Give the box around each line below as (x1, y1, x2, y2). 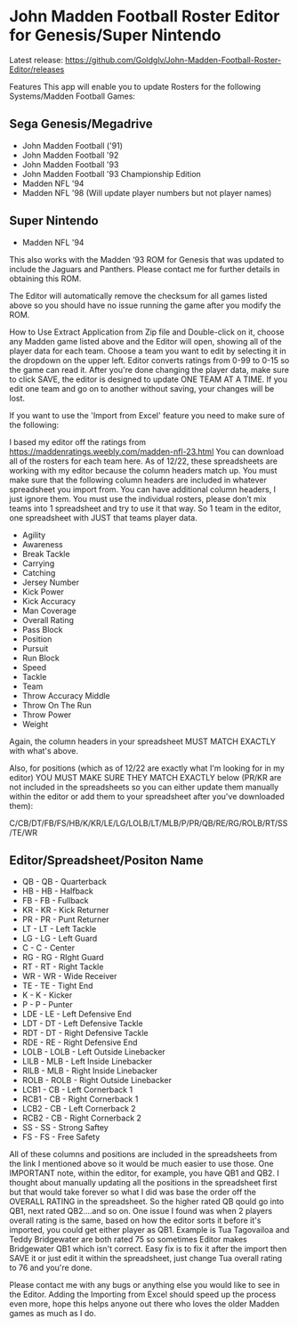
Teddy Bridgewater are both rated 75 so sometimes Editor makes (9, 1234, 247, 1245)
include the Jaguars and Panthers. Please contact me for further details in (9, 263, 280, 274)
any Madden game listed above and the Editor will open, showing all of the (9, 336, 282, 346)
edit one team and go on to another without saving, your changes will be (9, 383, 275, 393)
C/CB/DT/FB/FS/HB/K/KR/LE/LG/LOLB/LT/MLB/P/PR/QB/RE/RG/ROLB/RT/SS (9, 817, 288, 829)
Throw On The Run (21, 700, 92, 710)
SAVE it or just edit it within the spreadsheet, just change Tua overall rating (9, 1253, 283, 1264)
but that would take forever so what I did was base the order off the (9, 1186, 256, 1198)
